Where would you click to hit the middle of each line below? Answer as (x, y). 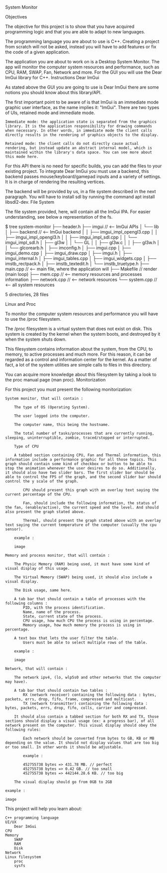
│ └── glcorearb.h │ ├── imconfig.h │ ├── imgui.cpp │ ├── (68, 248)
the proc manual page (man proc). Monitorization (55, 380)
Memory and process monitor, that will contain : (58, 555)
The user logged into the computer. (52, 416)
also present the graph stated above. (45, 512)
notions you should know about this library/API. (53, 92)
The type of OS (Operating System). (52, 407)
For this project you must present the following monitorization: (69, 389)
